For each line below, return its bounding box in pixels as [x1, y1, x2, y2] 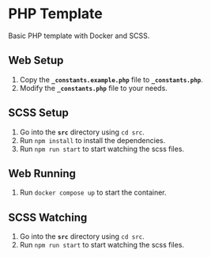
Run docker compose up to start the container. [19, 187, 168, 198]
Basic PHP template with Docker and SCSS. [8, 31, 150, 40]
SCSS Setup [8, 106, 70, 119]
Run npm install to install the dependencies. [19, 135, 166, 145]
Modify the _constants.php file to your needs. [19, 83, 168, 93]
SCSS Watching [8, 210, 88, 224]
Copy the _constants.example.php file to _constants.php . [19, 74, 204, 84]
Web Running [8, 167, 77, 180]
